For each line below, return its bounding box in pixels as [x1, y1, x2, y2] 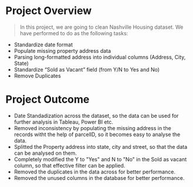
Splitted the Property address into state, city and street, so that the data [13, 143, 188, 150]
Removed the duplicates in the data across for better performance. [13, 168, 175, 175]
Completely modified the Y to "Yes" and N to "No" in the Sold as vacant [13, 155, 187, 162]
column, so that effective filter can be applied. [13, 162, 126, 169]
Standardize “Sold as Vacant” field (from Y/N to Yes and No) [13, 66, 160, 73]
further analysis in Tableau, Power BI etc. [13, 118, 114, 125]
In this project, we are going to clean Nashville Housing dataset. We [19, 23, 184, 30]
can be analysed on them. [13, 149, 77, 157]
